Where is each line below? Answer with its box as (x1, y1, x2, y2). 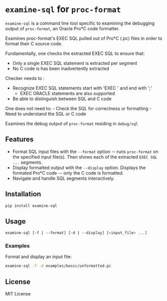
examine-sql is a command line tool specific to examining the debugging (5, 20, 155, 26)
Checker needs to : (5, 75, 45, 81)
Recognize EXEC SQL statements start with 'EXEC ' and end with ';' (12, 85, 152, 91)
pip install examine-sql (5, 203, 57, 208)
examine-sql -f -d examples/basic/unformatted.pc (5, 263, 112, 269)
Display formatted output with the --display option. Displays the (12, 165, 146, 171)
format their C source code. (5, 40, 63, 46)
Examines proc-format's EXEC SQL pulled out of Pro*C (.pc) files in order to (5, 35, 162, 41)
